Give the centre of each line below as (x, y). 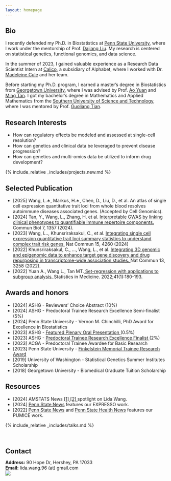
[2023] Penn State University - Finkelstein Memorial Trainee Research (86, 348)
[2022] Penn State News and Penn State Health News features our (83, 410)
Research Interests (36, 123)
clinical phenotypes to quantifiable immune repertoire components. (83, 222)
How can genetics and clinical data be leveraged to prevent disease (84, 146)
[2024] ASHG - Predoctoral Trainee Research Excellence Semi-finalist (86, 310)
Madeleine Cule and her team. (37, 75)
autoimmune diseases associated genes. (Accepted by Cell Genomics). (88, 212)
